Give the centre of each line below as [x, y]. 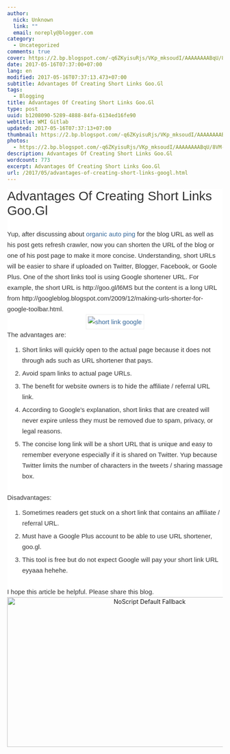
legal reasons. [42, 431]
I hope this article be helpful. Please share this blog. [80, 592]
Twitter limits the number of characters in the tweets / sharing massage [123, 465]
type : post [23, 109]
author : [18, 13]
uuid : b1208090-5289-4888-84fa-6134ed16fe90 [72, 115]
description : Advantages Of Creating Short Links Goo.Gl [90, 154]
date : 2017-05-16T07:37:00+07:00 [55, 64]
